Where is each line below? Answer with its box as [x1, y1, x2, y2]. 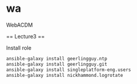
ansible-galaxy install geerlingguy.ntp [6, 56, 108, 62]
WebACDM [6, 21, 33, 28]
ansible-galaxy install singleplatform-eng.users [6, 67, 132, 73]
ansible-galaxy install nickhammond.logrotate [6, 72, 123, 78]
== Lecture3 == [6, 33, 45, 40]
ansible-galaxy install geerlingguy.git [6, 61, 108, 67]
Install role [6, 44, 31, 51]
